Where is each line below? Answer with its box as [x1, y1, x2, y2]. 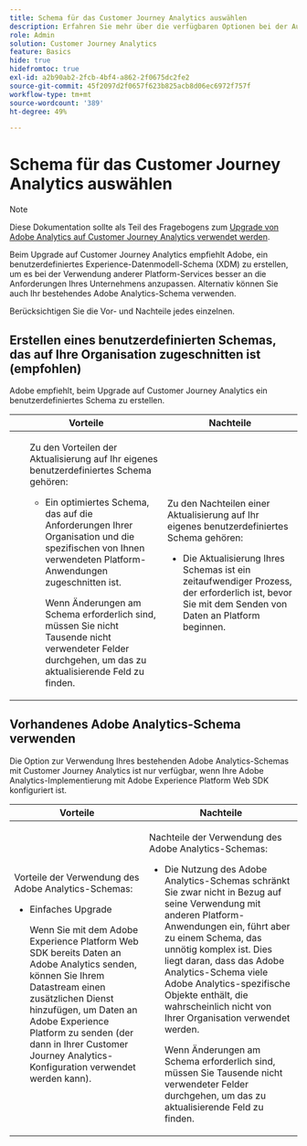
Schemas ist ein [182, 563, 251, 576]
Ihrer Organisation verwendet [164, 1012, 291, 1024]
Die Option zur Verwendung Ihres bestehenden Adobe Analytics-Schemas [9, 755, 290, 766]
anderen [164, 908, 201, 921]
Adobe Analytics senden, [29, 958, 137, 970]
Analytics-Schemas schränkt [164, 874, 291, 887]
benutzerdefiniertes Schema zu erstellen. [9, 395, 165, 405]
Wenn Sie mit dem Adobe [29, 923, 139, 936]
